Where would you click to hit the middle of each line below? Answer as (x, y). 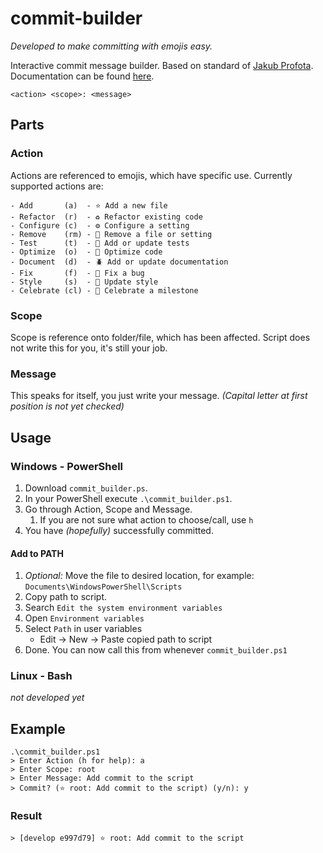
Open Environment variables (84, 618)
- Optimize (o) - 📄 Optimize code (86, 252)
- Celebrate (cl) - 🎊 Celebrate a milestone (104, 290)
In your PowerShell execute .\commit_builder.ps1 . (128, 498)
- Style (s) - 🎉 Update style (84, 282)
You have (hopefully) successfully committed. (119, 530)
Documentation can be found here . (82, 76)
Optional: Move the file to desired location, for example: (139, 576)
